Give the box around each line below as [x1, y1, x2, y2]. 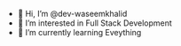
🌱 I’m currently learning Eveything [17, 27, 142, 37]
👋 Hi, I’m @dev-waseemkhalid [17, 9, 128, 19]
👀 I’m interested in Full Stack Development [17, 18, 173, 28]
